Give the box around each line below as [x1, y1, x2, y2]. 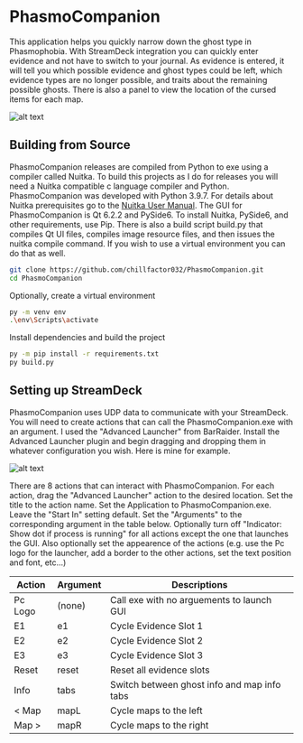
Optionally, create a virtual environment [9, 290, 156, 301]
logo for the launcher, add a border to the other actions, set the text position [9, 547, 291, 558]
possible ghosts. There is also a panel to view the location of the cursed [9, 84, 277, 95]
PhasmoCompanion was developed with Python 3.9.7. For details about [9, 190, 273, 200]
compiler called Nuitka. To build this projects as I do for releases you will [9, 171, 279, 181]
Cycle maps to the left [109, 704, 203, 717]
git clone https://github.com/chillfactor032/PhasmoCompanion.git [9, 265, 264, 274]
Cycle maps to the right [109, 719, 209, 731]
